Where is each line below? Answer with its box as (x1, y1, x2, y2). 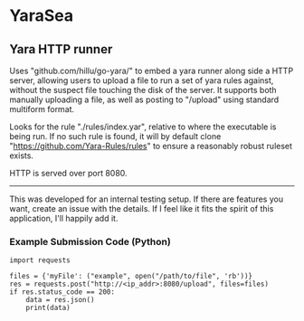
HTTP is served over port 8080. (9, 168, 128, 178)
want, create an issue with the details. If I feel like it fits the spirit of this (9, 203, 274, 213)
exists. (9, 150, 34, 161)
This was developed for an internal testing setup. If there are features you (9, 194, 283, 204)
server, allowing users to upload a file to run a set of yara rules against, (9, 75, 274, 86)
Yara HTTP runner (9, 42, 113, 57)
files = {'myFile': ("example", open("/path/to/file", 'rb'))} (9, 272, 253, 281)
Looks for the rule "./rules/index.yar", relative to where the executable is (9, 121, 277, 132)
